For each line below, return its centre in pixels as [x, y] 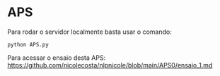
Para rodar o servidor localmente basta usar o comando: [89, 32]
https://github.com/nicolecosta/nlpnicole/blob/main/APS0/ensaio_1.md [110, 65]
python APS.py [28, 44]
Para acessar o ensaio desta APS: [57, 58]
